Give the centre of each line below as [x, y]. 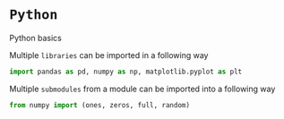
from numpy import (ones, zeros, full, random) [100, 105]
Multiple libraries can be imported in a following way [109, 55]
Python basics [36, 38]
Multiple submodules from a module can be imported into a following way [142, 89]
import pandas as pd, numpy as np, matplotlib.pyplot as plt [126, 72]
